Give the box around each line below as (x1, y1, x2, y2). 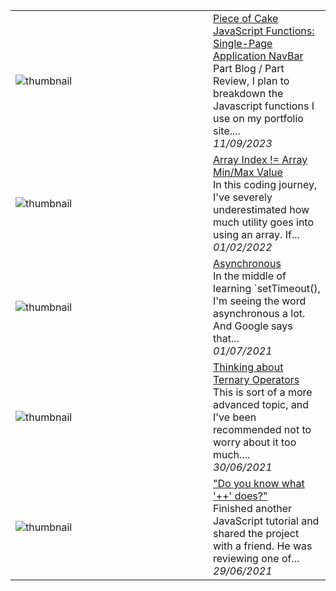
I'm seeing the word (213, 294, 307, 308)
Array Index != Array (213, 153, 308, 166)
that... (213, 332, 240, 345)
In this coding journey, (213, 178, 318, 191)
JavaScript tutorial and (213, 514, 320, 528)
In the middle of (213, 269, 287, 283)
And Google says (213, 319, 293, 333)
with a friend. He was (213, 539, 313, 553)
